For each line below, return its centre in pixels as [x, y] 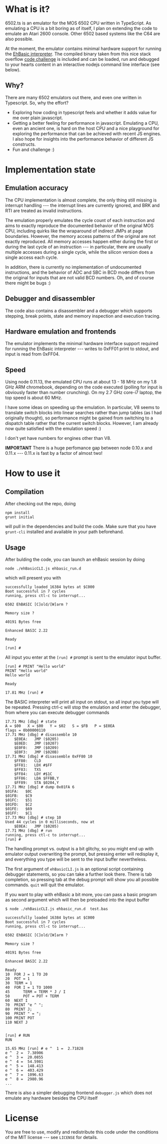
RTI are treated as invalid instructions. [44, 210]
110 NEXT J [16, 1022]
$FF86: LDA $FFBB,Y [36, 778]
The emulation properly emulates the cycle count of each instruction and [80, 220]
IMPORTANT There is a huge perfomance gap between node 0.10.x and [79, 448]
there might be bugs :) [28, 283]
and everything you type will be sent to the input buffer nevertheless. [76, 859]
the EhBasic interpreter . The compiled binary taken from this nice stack [78, 54]
